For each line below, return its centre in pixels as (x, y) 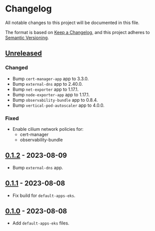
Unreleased (24, 53)
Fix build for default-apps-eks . (44, 195)
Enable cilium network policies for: (48, 129)
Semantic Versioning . (27, 38)
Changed (17, 68)
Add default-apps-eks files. (41, 223)
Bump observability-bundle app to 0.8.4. (55, 100)
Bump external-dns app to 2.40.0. (47, 84)
